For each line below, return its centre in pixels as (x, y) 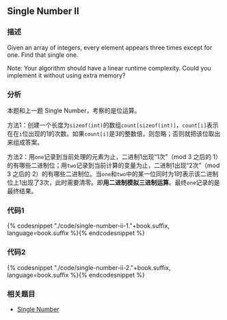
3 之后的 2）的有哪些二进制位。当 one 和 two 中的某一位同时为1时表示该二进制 (113, 173)
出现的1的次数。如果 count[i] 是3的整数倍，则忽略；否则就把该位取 (121, 134)
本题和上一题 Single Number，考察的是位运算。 (74, 110)
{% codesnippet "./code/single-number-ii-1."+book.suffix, (88, 226)
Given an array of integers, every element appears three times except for (110, 47)
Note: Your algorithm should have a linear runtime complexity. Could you (109, 68)
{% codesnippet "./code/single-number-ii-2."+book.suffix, (89, 267)
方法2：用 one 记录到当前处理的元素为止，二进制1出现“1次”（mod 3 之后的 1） (115, 156)
